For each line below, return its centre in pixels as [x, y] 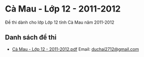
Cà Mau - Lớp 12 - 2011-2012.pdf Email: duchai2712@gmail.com [75, 49]
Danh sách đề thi [31, 37]
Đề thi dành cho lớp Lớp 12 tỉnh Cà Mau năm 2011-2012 [60, 22]
